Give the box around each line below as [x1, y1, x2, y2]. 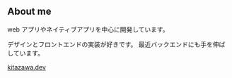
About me [7, 6, 52, 18]
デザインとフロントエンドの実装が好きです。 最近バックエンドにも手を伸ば [7, 40, 226, 48]
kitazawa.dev [7, 63, 46, 71]
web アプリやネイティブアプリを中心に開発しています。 [7, 25, 169, 34]
